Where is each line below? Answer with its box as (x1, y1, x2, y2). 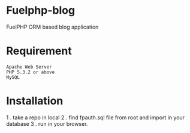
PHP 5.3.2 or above (6, 69, 55, 75)
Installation (6, 94, 64, 108)
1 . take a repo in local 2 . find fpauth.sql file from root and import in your (6, 114, 185, 121)
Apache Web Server (6, 64, 52, 70)
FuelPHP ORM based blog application (6, 23, 99, 30)
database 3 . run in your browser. (6, 120, 88, 127)
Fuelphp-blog (6, 4, 76, 17)
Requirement (6, 44, 72, 58)
